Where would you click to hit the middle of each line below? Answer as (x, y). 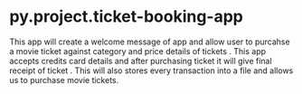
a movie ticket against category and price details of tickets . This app (138, 51)
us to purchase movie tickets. (64, 80)
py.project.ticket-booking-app (127, 17)
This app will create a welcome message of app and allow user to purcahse (150, 42)
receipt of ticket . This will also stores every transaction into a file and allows (151, 70)
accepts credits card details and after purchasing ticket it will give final (141, 61)
